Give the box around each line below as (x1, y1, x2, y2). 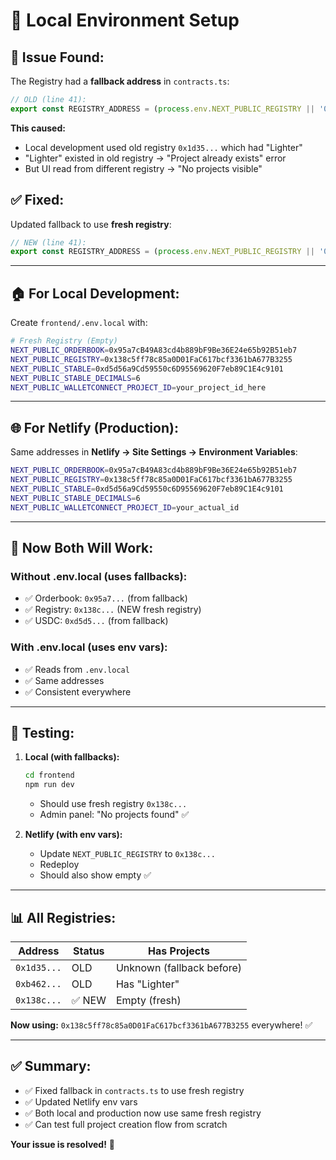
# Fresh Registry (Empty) (10, 336, 118, 346)
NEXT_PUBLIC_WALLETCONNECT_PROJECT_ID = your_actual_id (10, 502, 240, 513)
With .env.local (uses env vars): (10, 640, 168, 654)
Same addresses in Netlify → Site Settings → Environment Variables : (10, 446, 298, 458)
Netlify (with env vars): (24, 829, 123, 841)
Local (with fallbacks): (24, 751, 120, 763)
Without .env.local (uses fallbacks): (10, 569, 188, 583)
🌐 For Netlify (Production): (10, 419, 179, 436)
